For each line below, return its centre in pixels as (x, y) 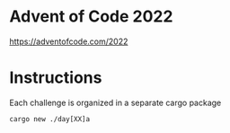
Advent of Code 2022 (91, 17)
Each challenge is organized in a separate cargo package (115, 102)
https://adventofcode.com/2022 (69, 41)
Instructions (56, 78)
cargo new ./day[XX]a (50, 119)
